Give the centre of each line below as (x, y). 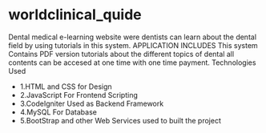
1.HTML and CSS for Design (66, 87)
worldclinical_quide (75, 15)
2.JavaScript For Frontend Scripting (79, 95)
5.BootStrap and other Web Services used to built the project (121, 120)
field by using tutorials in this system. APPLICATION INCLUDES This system (133, 45)
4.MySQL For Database (58, 112)
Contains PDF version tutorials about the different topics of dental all (121, 54)
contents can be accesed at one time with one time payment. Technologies (132, 62)
